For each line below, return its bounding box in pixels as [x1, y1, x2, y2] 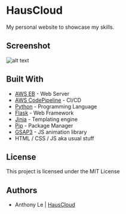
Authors [6, 185, 38, 195]
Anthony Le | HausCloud [14, 201, 76, 209]
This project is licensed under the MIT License [6, 168, 121, 175]
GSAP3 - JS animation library [14, 128, 87, 135]
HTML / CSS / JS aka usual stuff [14, 134, 94, 141]
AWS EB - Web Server [14, 90, 70, 97]
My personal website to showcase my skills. [6, 23, 115, 31]
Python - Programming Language [14, 103, 97, 110]
